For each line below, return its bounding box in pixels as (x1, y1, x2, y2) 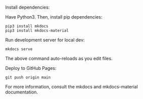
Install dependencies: (5, 5, 50, 10)
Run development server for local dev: (5, 37, 85, 43)
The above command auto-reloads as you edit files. (5, 55, 113, 61)
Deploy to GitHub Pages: (5, 65, 57, 71)
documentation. (5, 89, 38, 95)
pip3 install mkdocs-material (5, 28, 69, 33)
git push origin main (5, 75, 51, 80)
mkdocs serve (5, 47, 33, 52)
